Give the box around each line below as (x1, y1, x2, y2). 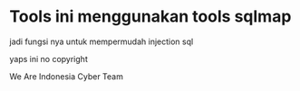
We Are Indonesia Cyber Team (9, 70, 124, 82)
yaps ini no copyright (9, 53, 88, 64)
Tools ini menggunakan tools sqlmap (9, 6, 292, 27)
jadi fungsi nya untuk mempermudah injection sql (9, 36, 194, 47)
